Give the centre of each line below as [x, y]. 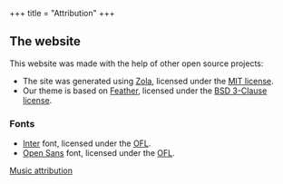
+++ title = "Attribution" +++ [62, 13]
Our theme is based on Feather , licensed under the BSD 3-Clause [145, 91]
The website [45, 41]
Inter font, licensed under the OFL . [87, 143]
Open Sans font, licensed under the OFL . [98, 153]
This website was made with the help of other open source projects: [137, 63]
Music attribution [41, 170]
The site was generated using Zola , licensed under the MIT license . [148, 81]
